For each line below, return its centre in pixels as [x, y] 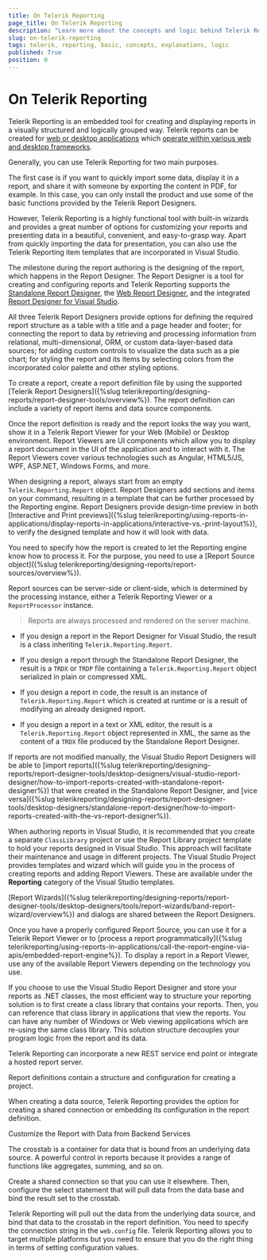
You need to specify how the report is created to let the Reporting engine [128, 547]
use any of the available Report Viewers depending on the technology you [129, 963]
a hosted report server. [46, 1062]
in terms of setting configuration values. [74, 1247]
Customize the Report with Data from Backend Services [99, 1134]
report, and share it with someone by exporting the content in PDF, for [123, 186]
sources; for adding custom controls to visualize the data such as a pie [124, 350]
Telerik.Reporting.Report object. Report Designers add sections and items [132, 489]
